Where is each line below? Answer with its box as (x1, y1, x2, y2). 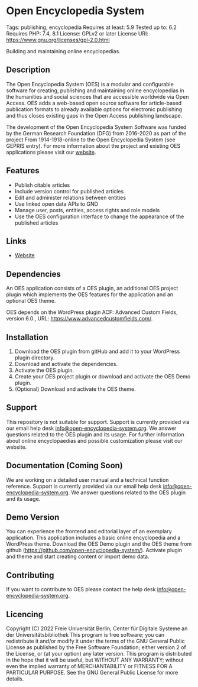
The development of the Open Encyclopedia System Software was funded (6, 123, 187, 131)
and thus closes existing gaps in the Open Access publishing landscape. (6, 112, 183, 119)
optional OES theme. (6, 297, 56, 304)
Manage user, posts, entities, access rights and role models (14, 206, 160, 213)
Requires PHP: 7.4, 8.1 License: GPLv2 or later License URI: (6, 30, 149, 37)
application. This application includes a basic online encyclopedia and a (6, 534, 181, 542)
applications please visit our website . (6, 148, 96, 155)
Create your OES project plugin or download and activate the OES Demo (14, 373, 191, 380)
